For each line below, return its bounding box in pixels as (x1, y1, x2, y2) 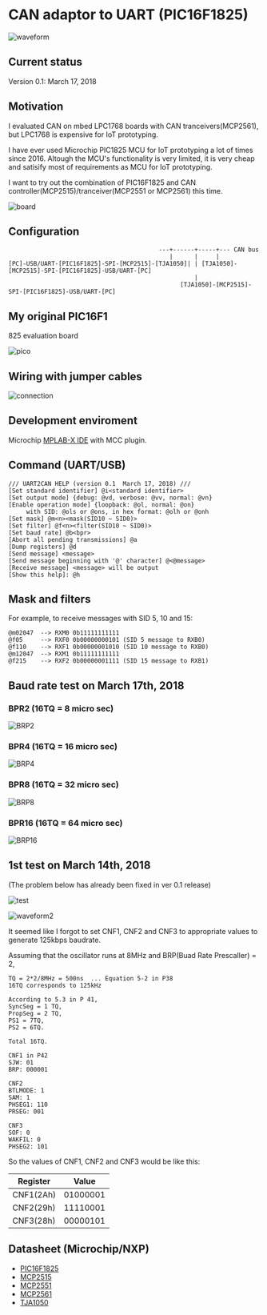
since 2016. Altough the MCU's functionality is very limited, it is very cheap (8, 154, 256, 163)
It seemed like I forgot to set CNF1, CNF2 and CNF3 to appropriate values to (8, 926, 258, 936)
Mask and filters (8, 592, 91, 606)
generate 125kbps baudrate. (8, 935, 102, 944)
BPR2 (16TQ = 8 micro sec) (8, 703, 114, 714)
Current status (8, 55, 82, 69)
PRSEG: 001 (8, 1107, 45, 1116)
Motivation (8, 100, 64, 114)
